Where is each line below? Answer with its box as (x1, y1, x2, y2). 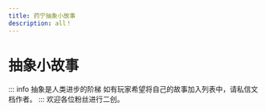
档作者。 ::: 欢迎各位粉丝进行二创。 (8, 94, 125, 105)
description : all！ (8, 19, 72, 27)
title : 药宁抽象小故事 (8, 11, 76, 20)
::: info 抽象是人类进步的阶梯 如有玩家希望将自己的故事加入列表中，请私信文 (8, 84, 259, 94)
